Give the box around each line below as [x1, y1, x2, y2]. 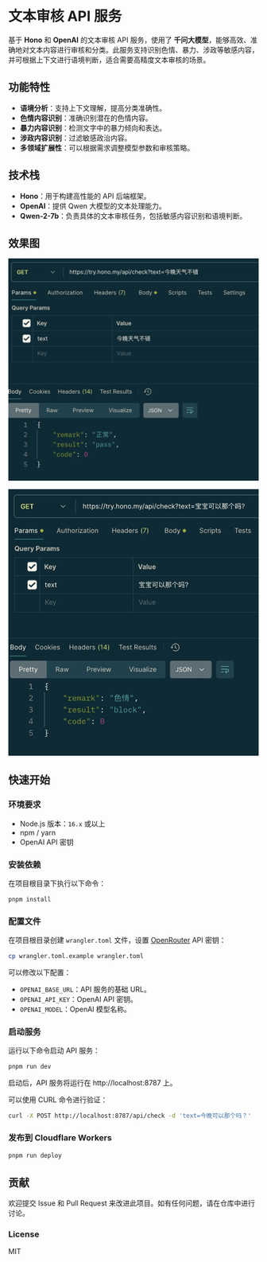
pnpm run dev [8, 1063, 52, 1071]
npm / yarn [19, 828, 56, 837]
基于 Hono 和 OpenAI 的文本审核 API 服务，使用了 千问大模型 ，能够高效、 [8, 35, 251, 45]
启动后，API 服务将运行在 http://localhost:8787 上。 [8, 1078, 177, 1088]
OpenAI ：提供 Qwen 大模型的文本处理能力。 [19, 201, 167, 211]
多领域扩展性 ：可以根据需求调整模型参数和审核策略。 [19, 142, 195, 152]
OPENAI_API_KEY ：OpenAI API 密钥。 [19, 995, 137, 1004]
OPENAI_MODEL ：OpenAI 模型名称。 [19, 1004, 131, 1015]
